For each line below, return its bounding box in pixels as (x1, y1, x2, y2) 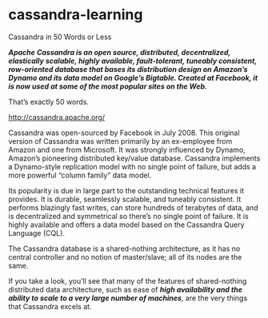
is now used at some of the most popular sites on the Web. (8, 81, 208, 91)
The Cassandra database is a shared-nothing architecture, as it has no (8, 244, 241, 253)
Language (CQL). (8, 228, 66, 237)
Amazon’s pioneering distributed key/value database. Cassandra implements (8, 153, 261, 163)
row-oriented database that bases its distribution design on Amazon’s (8, 64, 248, 74)
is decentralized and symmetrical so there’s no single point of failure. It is (8, 211, 250, 221)
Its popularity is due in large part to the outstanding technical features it (8, 185, 245, 195)
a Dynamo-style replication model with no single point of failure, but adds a (8, 161, 257, 171)
